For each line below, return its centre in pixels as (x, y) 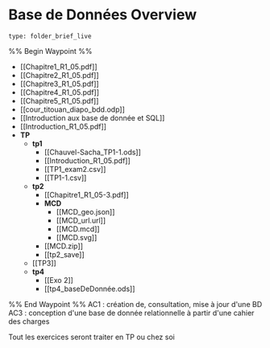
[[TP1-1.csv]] (65, 178)
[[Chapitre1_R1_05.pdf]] (58, 67)
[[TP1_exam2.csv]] (75, 169)
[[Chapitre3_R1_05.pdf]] (59, 84)
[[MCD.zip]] (63, 246)
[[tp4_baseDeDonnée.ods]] (89, 289)
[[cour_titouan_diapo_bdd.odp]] (72, 109)
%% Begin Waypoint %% (50, 51)
